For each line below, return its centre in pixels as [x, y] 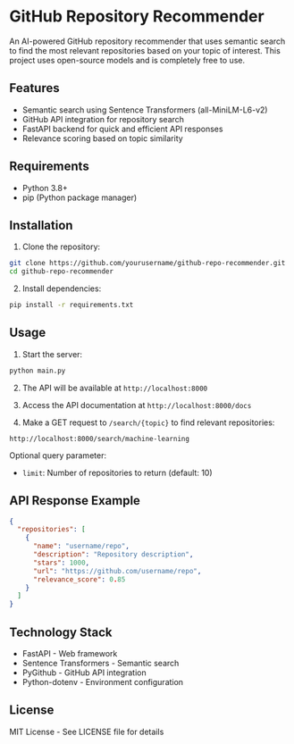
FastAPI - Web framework [70, 653]
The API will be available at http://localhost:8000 [115, 388]
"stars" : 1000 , [61, 563]
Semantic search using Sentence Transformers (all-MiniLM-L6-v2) [145, 110]
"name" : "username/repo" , [81, 547]
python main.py [38, 371]
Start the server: [52, 354]
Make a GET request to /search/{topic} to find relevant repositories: [148, 422]
